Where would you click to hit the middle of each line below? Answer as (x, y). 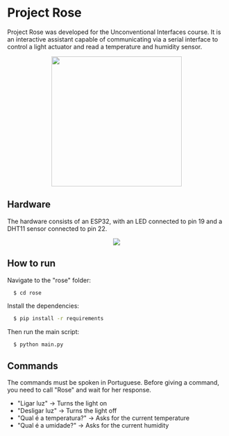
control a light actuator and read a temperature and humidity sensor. (105, 46)
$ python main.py (39, 345)
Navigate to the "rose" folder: (49, 280)
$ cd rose (27, 293)
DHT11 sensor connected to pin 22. (57, 228)
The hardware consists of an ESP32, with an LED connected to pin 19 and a (115, 221)
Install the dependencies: (43, 306)
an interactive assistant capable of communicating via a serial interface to (113, 39)
